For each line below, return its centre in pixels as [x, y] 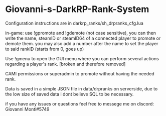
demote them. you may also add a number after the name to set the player [82, 43]
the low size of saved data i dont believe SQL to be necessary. [69, 94]
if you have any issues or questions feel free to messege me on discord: [80, 103]
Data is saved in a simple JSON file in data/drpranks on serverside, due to [81, 88]
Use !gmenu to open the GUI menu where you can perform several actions [82, 58]
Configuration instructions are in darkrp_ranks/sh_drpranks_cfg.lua [74, 23]
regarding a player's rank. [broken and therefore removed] [65, 64]
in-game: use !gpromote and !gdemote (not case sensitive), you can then [81, 33]
